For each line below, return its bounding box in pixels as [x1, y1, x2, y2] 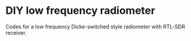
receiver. [5, 29, 27, 36]
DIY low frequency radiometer [5, 4, 156, 17]
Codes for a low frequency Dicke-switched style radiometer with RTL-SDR [5, 23, 186, 30]
